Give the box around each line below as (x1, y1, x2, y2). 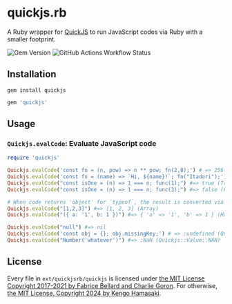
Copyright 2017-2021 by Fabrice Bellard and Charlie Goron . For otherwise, (7, 281, 217, 289)
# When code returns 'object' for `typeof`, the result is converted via (7, 198, 224, 205)
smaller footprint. (7, 35, 57, 43)
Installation (7, 68, 57, 80)
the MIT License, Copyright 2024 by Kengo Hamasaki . (7, 289, 162, 297)
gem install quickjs (7, 86, 67, 94)
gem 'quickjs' (7, 99, 48, 106)
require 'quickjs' (7, 154, 60, 162)
